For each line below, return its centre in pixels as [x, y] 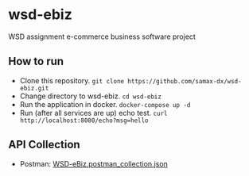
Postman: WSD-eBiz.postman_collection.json [94, 163]
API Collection [45, 145]
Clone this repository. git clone [72, 80]
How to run [36, 61]
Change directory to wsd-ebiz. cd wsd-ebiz [90, 96]
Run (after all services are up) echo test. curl [93, 113]
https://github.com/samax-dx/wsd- [184, 81]
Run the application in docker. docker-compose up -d [105, 104]
